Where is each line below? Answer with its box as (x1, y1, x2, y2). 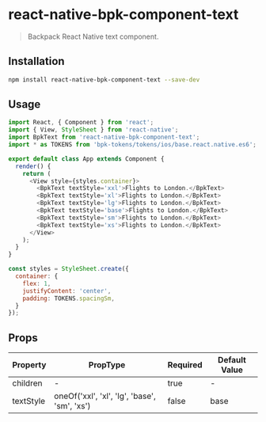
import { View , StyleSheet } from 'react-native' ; (8, 126, 179, 134)
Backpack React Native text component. (27, 32, 159, 41)
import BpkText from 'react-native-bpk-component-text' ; (8, 133, 200, 142)
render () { (15, 162, 51, 170)
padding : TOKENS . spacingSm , (22, 295, 115, 302)
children (12, 378, 43, 389)
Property (12, 359, 47, 371)
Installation (8, 55, 65, 68)
